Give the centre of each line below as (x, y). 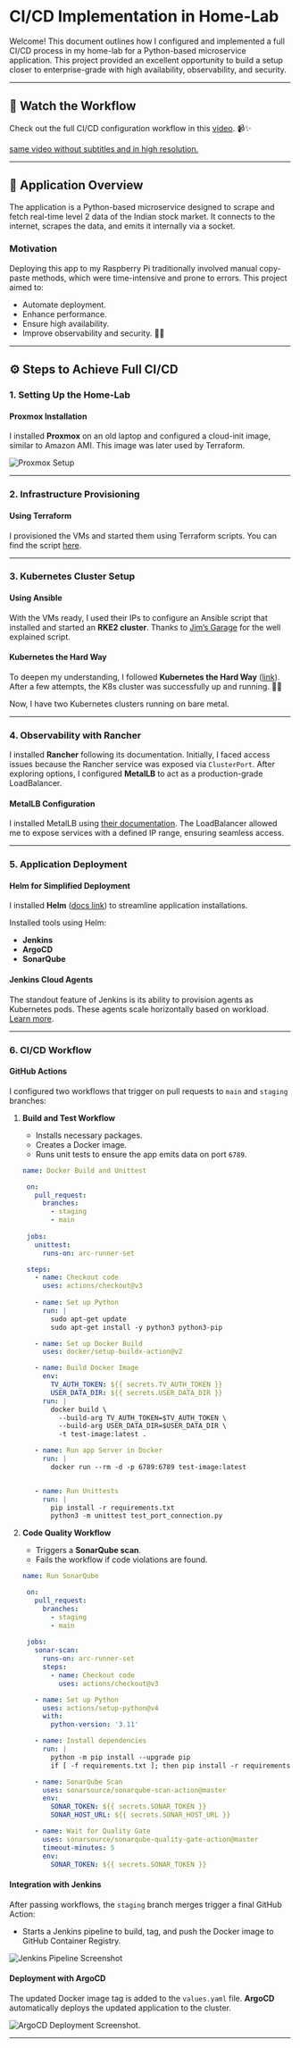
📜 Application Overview (76, 185)
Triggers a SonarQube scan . (88, 1551)
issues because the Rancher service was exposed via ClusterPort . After (142, 765)
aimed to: (27, 287)
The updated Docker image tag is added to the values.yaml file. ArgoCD (142, 1998)
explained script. (40, 637)
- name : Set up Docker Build (88, 1343)
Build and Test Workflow (69, 1117)
